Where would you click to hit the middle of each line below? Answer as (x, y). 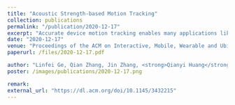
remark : (19, 84)
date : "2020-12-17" (36, 40)
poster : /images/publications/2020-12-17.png (74, 71)
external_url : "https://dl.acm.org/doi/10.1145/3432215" (92, 90)
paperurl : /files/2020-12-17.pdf (56, 53)
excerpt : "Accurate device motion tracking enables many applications (112, 33)
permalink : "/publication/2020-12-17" (64, 26)
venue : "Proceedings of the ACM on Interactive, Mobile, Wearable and (112, 46)
